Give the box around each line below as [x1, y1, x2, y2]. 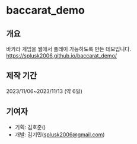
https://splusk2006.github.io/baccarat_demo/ [6, 52, 117, 59]
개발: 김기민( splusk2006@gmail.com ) [14, 131, 105, 138]
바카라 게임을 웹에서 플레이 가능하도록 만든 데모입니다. [6, 46, 132, 52]
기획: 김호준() [14, 123, 46, 130]
